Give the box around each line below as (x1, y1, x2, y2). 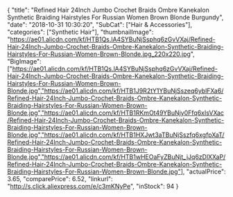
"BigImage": (7, 57, 42, 65)
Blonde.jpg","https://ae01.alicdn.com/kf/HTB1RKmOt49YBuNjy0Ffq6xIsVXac (7, 109, 224, 117)
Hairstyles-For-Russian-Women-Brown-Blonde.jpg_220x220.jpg (7, 50, 191, 58)
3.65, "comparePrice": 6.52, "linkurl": (7, 175, 113, 182)
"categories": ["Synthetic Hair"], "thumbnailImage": (7, 28, 154, 36)
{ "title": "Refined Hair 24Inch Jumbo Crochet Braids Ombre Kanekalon (7, 6, 209, 14)
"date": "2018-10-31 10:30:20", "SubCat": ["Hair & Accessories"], (7, 21, 193, 28)
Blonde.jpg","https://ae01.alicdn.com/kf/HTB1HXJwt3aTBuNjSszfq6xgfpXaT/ (7, 131, 225, 139)
